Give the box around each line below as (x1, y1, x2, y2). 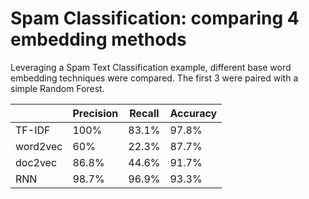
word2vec (15, 139, 63, 153)
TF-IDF (15, 123, 51, 137)
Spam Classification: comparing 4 (10, 7, 300, 30)
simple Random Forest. (10, 82, 105, 94)
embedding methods (10, 28, 187, 51)
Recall (129, 106, 160, 120)
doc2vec (15, 155, 58, 169)
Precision (72, 106, 119, 120)
